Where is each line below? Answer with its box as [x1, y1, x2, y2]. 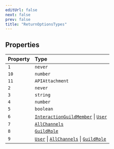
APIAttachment [35, 78, 69, 84]
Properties [5, 40, 40, 49]
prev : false [5, 17, 31, 22]
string [35, 92, 51, 98]
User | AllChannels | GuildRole [35, 135, 106, 142]
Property [8, 55, 30, 63]
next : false [5, 12, 31, 17]
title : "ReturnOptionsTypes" [5, 21, 67, 27]
